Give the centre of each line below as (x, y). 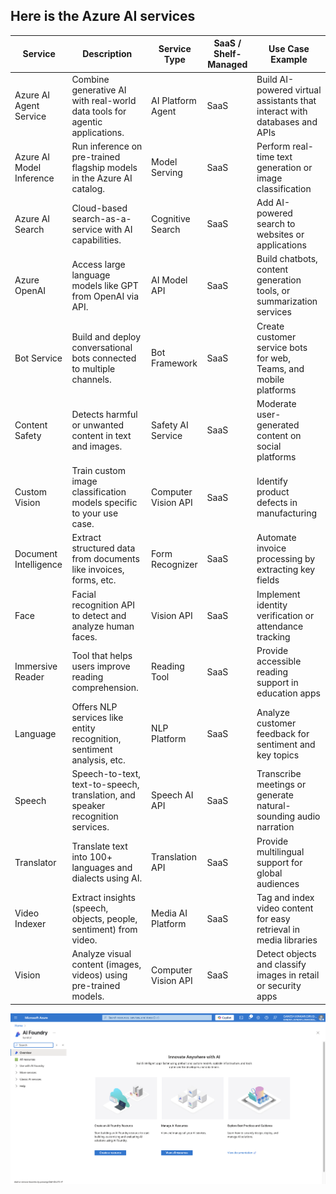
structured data (103, 548)
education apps (288, 693)
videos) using (99, 975)
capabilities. (96, 240)
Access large (98, 264)
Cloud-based (99, 208)
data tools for (99, 111)
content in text (101, 435)
